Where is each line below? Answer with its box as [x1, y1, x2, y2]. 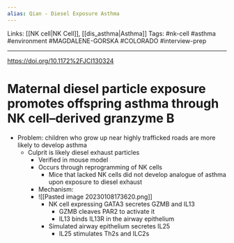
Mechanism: [38, 185, 74, 193]
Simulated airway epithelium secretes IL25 [48, 221, 171, 230]
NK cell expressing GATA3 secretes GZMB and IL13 [48, 199, 195, 208]
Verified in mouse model [38, 156, 109, 164]
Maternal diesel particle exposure [7, 81, 207, 97]
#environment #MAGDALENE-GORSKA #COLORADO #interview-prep [7, 36, 207, 45]
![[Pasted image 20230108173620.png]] [38, 192, 153, 201]
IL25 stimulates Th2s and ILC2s [58, 229, 150, 237]
